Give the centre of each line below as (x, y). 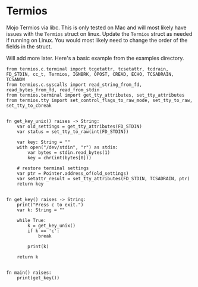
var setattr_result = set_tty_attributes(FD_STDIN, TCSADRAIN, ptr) (103, 178)
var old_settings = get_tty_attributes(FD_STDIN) (80, 126)
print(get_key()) (38, 278)
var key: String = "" (43, 142)
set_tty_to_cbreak (29, 106)
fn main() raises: (29, 273)
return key (30, 184)
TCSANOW (16, 79)
